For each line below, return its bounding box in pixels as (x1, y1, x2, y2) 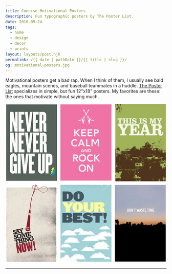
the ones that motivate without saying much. (5, 94, 99, 100)
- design (10, 35, 29, 41)
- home (10, 30, 24, 35)
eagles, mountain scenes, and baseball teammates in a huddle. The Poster (5, 83, 162, 89)
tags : (5, 25, 17, 30)
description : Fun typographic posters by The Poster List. (5, 13, 134, 19)
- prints (10, 46, 29, 51)
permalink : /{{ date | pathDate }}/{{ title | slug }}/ (5, 57, 127, 62)
